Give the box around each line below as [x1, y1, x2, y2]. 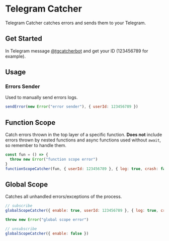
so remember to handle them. [5, 142, 67, 149]
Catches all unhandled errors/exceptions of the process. [5, 194, 122, 200]
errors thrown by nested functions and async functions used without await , [5, 137, 161, 143]
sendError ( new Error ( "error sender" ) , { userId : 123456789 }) [5, 104, 138, 109]
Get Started [5, 34, 42, 43]
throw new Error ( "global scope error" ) [5, 217, 89, 222]
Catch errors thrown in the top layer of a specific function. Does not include [5, 132, 162, 138]
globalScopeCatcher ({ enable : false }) [5, 231, 89, 236]
